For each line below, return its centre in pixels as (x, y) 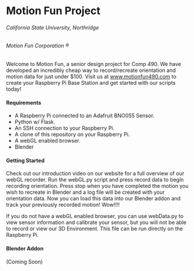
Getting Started (26, 160)
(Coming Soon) (24, 262)
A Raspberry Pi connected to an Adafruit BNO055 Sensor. (84, 115)
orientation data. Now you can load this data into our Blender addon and (93, 199)
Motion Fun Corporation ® (38, 46)
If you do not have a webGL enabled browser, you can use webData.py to (95, 216)
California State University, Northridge (53, 27)
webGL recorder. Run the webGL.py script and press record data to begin (95, 180)
